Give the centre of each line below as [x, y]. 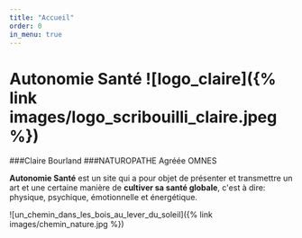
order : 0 [26, 26]
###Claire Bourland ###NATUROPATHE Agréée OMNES [113, 161]
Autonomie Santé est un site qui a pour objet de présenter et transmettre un [151, 178]
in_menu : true [36, 34]
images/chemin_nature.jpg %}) [67, 225]
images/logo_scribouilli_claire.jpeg [143, 117]
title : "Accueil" [42, 18]
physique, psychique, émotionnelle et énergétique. [104, 198]
